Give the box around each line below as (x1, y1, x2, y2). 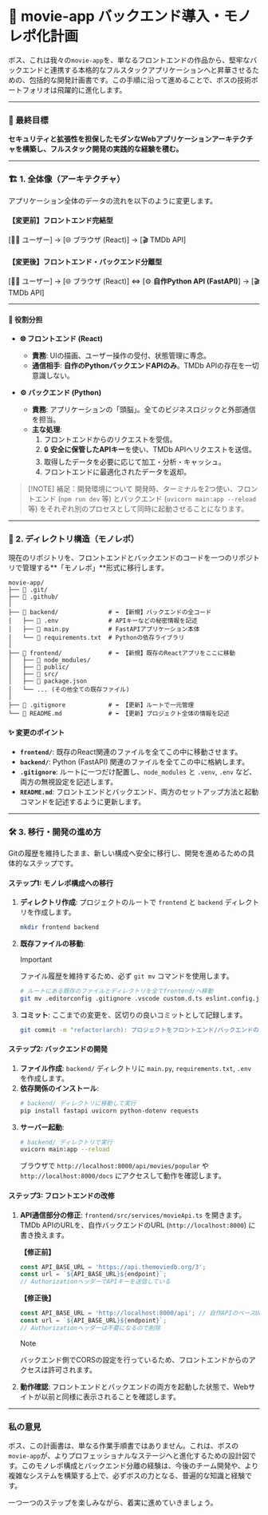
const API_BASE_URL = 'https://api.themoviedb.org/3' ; (19, 1263, 207, 1271)
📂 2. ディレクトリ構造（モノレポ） (8, 533, 140, 545)
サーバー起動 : (19, 1122, 65, 1132)
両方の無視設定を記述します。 (19, 776, 118, 787)
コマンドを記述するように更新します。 (19, 796, 146, 807)
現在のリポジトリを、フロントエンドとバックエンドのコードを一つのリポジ (8, 553, 253, 563)
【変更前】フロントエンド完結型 (8, 216, 113, 225)
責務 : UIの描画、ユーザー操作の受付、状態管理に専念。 (31, 351, 211, 360)
